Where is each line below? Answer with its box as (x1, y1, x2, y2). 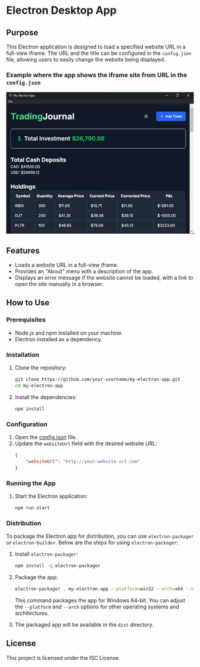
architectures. (14, 609, 49, 616)
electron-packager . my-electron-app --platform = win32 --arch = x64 (14, 586, 183, 592)
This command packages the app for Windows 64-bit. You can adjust (14, 596, 186, 604)
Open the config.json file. (14, 433, 77, 440)
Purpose (6, 27, 39, 38)
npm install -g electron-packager (14, 563, 101, 569)
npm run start (14, 504, 50, 511)
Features (6, 246, 40, 256)
